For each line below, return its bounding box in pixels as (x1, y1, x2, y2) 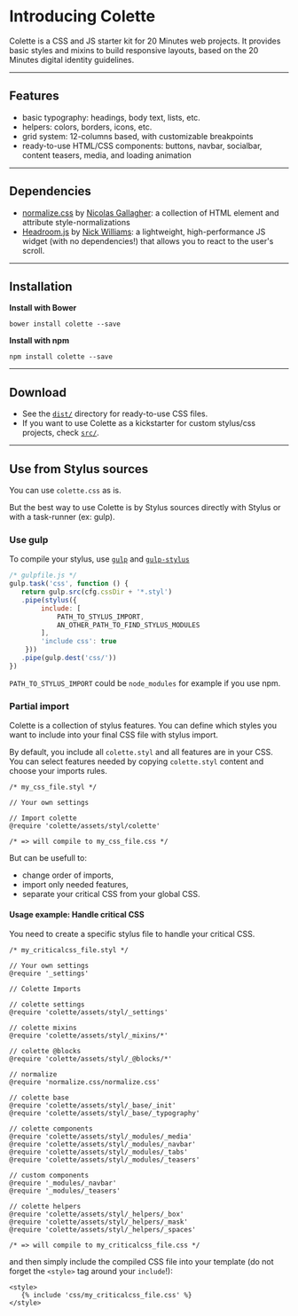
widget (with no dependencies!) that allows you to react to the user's (21, 235, 274, 246)
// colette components (9, 1124, 93, 1133)
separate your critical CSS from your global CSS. (21, 889, 201, 900)
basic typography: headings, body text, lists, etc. (21, 112, 201, 122)
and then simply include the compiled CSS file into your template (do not (9, 1257, 274, 1267)
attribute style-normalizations (21, 217, 130, 227)
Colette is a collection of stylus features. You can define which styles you (9, 721, 278, 731)
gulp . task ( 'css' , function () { (9, 579, 129, 588)
